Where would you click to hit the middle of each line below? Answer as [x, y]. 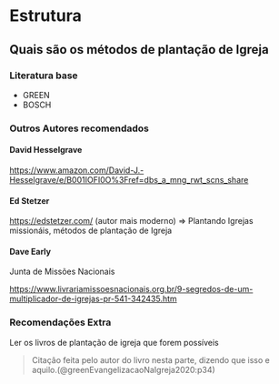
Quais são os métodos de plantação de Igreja [139, 50]
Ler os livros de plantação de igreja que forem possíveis [115, 342]
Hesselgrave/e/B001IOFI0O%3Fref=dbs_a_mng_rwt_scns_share [129, 180]
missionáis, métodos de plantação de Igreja [91, 231]
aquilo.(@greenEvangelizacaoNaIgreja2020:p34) [123, 369]
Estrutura [45, 16]
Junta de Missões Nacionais [62, 272]
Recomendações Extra [60, 322]
